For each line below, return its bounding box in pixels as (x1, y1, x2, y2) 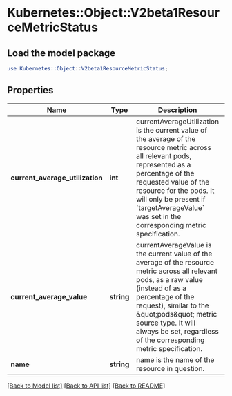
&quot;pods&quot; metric (135, 309, 217, 319)
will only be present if (135, 194, 206, 204)
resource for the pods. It (135, 185, 215, 195)
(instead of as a (135, 283, 187, 293)
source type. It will (135, 318, 195, 328)
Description (157, 105, 197, 115)
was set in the (135, 211, 182, 221)
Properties (7, 84, 54, 96)
